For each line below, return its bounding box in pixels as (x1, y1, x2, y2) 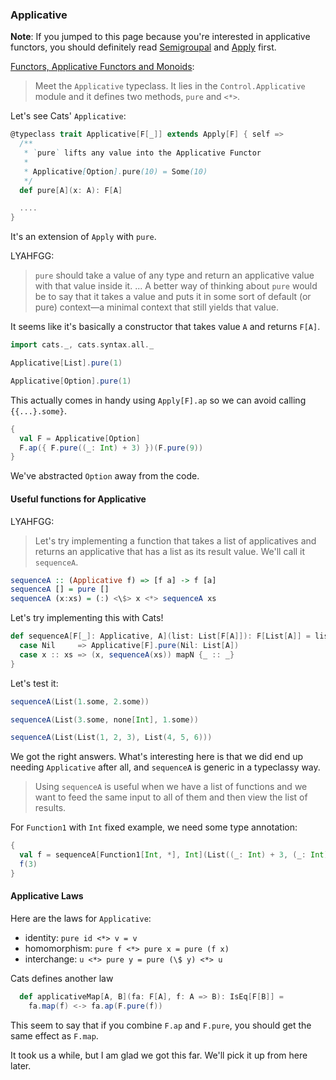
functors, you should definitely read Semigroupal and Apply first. (10, 41, 277, 53)
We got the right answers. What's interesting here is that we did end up (10, 751, 304, 763)
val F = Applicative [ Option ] (19, 433, 141, 443)
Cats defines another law (10, 972, 114, 984)
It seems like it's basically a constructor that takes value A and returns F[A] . (10, 321, 321, 333)
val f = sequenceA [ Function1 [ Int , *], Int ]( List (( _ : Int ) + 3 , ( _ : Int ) (19, 850, 329, 860)
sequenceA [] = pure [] (10, 584, 110, 595)
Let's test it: (10, 677, 59, 689)
